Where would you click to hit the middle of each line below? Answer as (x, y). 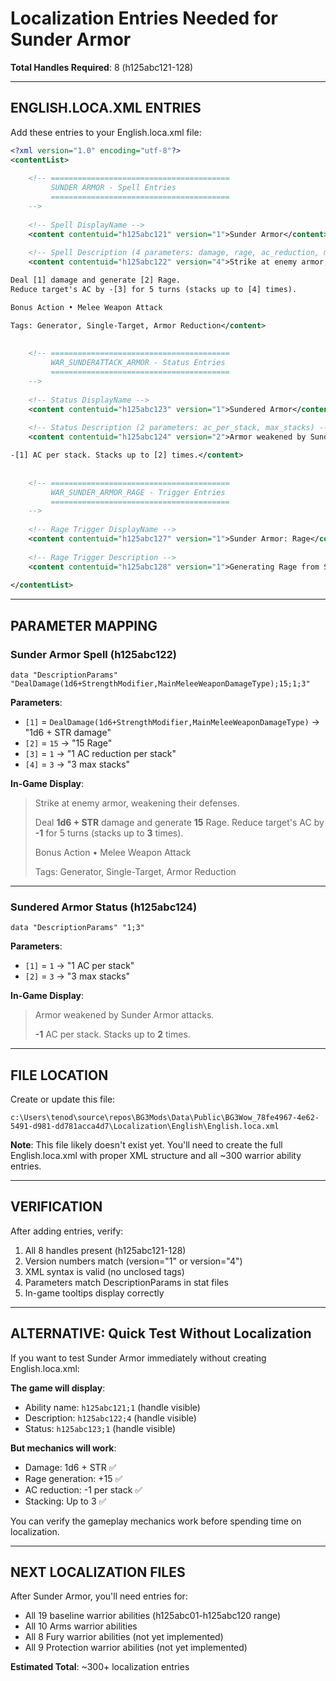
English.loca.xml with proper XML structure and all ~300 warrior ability (156, 1156)
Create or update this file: (63, 1099)
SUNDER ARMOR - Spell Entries (113, 188)
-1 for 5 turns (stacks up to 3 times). (109, 833)
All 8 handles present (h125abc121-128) (105, 1250)
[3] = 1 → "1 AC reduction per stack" (100, 753)
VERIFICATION (56, 1207)
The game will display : (58, 1388)
